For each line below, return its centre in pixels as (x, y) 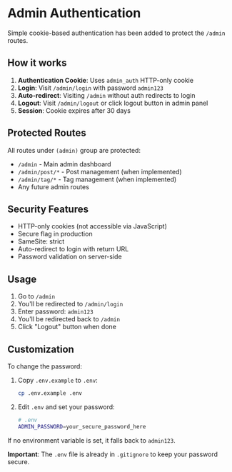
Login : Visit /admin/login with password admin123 (91, 88)
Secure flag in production (55, 234)
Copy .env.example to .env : (57, 380)
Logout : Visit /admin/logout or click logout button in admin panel (113, 103)
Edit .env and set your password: (66, 407)
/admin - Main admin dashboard (65, 164)
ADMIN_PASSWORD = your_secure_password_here (82, 426)
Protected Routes (47, 133)
